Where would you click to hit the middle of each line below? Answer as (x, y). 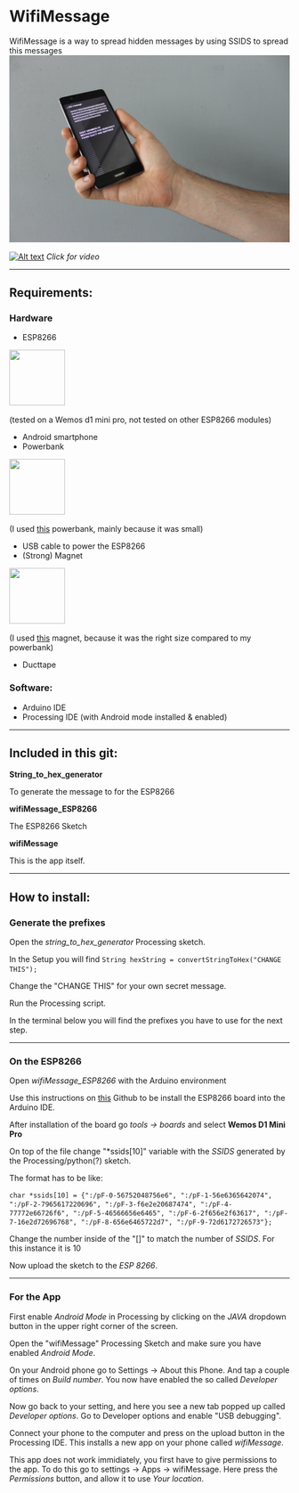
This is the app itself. (47, 861)
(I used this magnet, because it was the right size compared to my (130, 638)
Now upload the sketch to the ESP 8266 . (84, 1266)
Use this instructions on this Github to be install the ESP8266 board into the (147, 1098)
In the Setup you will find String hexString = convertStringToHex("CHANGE (145, 959)
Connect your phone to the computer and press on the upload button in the (147, 1432)
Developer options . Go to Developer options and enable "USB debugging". (145, 1415)
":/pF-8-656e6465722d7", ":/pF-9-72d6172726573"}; (177, 1222)
